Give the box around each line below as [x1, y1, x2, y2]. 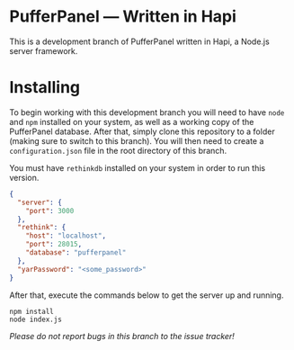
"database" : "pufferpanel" [25, 248, 127, 257]
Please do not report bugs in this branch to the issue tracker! [9, 330, 236, 341]
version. [9, 172, 40, 183]
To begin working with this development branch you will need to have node [9, 106, 285, 118]
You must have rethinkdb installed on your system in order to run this [9, 162, 266, 173]
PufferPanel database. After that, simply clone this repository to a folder [9, 126, 276, 137]
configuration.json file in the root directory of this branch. [9, 145, 227, 156]
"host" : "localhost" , [25, 231, 106, 240]
